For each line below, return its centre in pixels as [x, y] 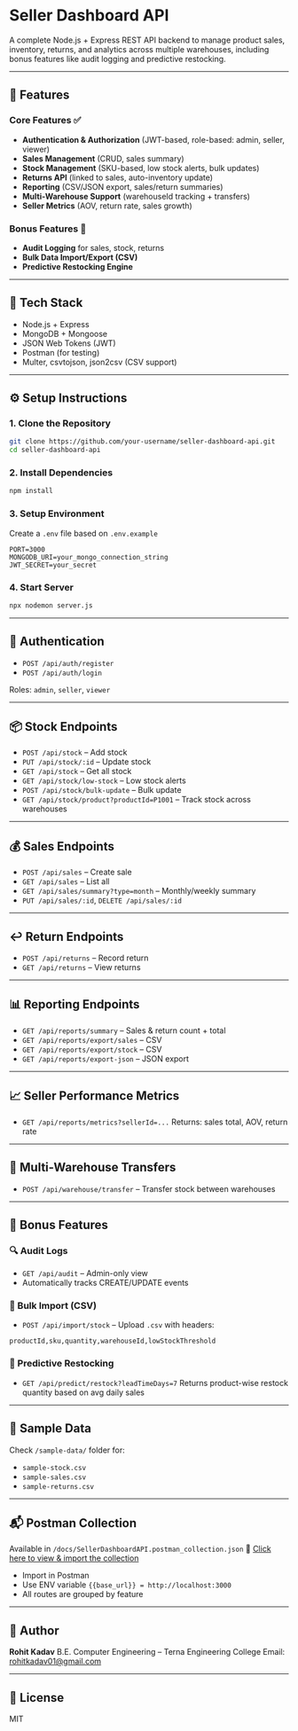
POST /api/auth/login [62, 673]
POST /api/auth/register [68, 663]
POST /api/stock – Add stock [74, 752]
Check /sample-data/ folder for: [67, 1450]
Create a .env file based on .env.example [83, 533]
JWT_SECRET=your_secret [53, 565]
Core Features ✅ [45, 121]
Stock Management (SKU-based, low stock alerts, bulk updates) [141, 168]
